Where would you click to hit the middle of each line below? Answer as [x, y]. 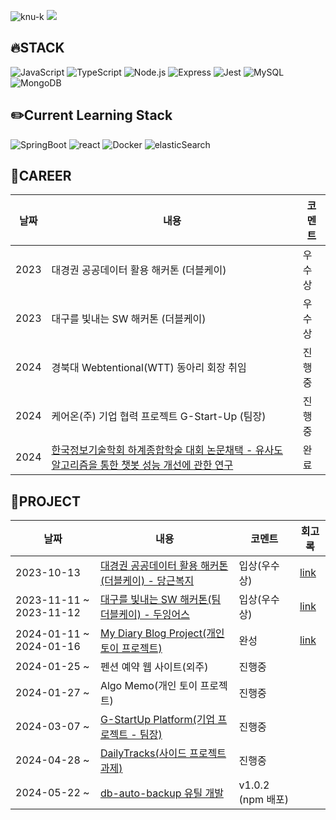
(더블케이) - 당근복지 [147, 581]
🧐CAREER [41, 176]
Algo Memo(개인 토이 [148, 686]
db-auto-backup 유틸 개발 [161, 793]
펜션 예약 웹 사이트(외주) [154, 667]
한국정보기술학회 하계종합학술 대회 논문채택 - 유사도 [167, 450]
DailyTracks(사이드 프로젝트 [163, 753]
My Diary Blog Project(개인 [162, 633]
